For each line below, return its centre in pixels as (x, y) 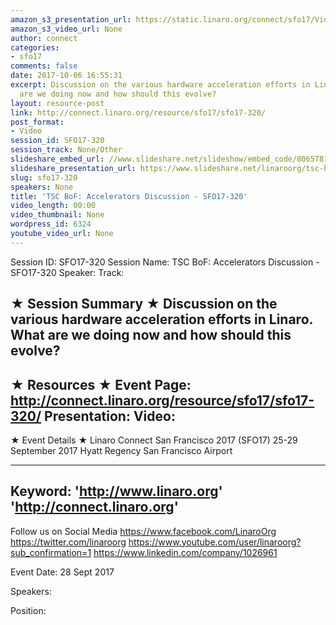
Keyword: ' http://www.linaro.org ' (116, 491)
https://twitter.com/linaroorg (68, 542)
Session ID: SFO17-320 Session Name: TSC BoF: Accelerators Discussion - (165, 262)
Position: (28, 610)
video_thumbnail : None (57, 215)
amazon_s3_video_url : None (66, 29)
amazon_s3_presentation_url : (71, 19)
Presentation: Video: (110, 416)
